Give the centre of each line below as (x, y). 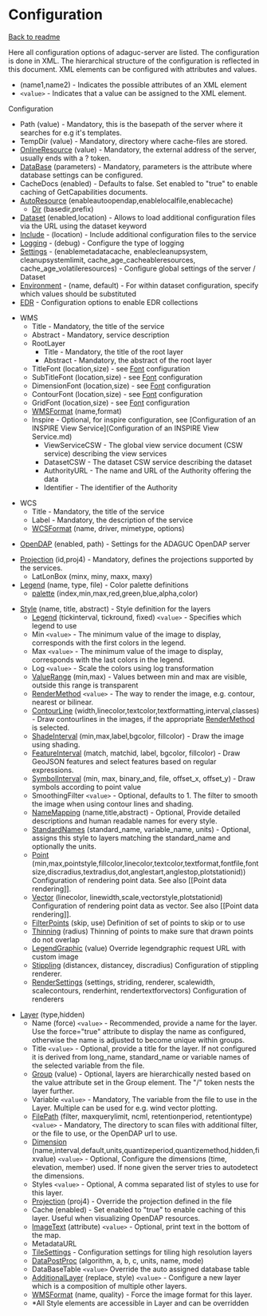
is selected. (51, 727)
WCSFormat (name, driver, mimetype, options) (108, 528)
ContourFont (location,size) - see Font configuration (117, 394)
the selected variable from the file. (88, 1065)
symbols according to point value (86, 787)
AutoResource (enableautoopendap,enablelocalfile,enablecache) (126, 200)
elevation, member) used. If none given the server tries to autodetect (145, 1167)
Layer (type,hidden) (52, 1014)
